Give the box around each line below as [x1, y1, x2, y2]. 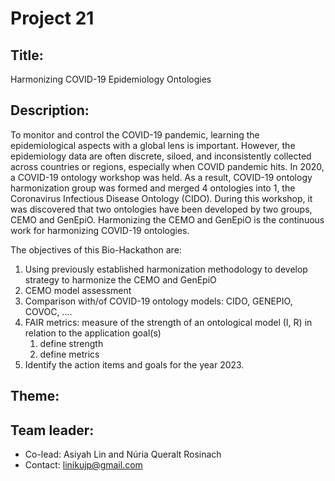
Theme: [10, 388, 60, 405]
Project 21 [10, 7, 95, 30]
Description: [10, 102, 90, 119]
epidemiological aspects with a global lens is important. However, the [10, 139, 296, 151]
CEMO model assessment [24, 284, 132, 296]
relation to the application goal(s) [24, 327, 162, 339]
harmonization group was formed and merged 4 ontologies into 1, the [10, 182, 296, 194]
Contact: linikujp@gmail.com [24, 459, 143, 471]
